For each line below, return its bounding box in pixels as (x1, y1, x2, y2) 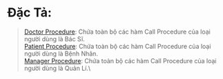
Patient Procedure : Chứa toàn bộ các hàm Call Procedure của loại (23, 42, 211, 50)
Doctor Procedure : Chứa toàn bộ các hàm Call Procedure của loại (23, 27, 211, 36)
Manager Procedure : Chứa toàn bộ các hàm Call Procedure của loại (23, 56, 217, 65)
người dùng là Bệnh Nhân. (23, 49, 99, 58)
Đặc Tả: (7, 5, 52, 21)
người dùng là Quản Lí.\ (23, 64, 91, 72)
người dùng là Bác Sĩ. (23, 34, 85, 43)
